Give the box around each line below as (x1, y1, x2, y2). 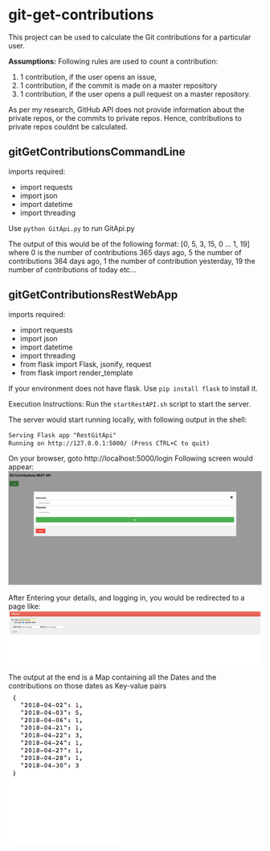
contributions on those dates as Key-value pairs (8, 680, 167, 690)
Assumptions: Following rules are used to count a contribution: (8, 56, 219, 66)
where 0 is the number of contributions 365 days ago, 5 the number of (8, 247, 242, 257)
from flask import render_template (19, 368, 133, 378)
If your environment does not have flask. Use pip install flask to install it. (8, 383, 259, 393)
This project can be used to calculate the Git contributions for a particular (8, 32, 252, 42)
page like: (8, 601, 41, 611)
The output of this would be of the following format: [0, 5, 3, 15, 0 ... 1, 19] (8, 239, 251, 249)
